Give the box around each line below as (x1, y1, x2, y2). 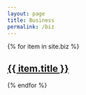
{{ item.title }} (7, 62, 69, 74)
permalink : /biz (7, 23, 55, 30)
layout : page (7, 10, 45, 17)
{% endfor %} (7, 81, 48, 89)
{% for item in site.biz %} (7, 43, 80, 51)
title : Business (7, 17, 55, 24)
